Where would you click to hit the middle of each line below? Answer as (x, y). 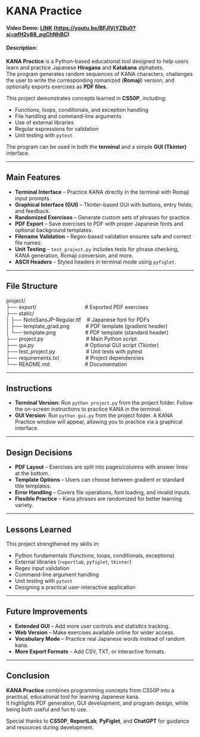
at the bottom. (32, 473)
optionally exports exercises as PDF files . (57, 86)
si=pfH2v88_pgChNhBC (37, 34)
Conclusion (28, 676)
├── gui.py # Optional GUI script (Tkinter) (83, 345)
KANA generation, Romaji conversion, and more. (74, 255)
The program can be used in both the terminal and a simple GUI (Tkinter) (96, 146)
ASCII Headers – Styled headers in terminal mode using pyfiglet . (96, 262)
